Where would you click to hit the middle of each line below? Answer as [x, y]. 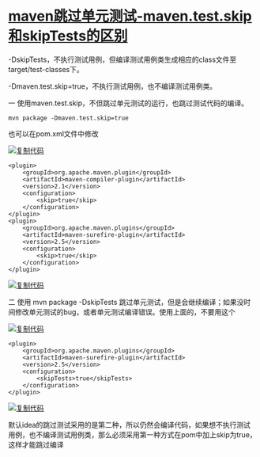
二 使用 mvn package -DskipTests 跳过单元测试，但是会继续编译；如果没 [126, 302]
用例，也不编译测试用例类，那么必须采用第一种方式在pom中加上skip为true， [132, 434]
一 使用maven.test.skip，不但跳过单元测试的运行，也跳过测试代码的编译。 [128, 103]
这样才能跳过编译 [36, 444]
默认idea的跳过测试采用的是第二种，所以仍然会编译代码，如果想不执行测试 [130, 425]
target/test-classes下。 [46, 69]
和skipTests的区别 [68, 36]
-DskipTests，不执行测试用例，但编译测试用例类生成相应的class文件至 [122, 59]
